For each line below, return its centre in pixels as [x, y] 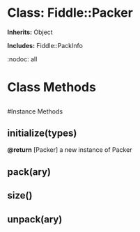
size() [20, 195]
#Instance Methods [35, 111]
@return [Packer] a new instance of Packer [70, 150]
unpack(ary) [35, 219]
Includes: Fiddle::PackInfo [45, 45]
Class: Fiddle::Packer [70, 13]
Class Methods [52, 87]
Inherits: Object [30, 32]
